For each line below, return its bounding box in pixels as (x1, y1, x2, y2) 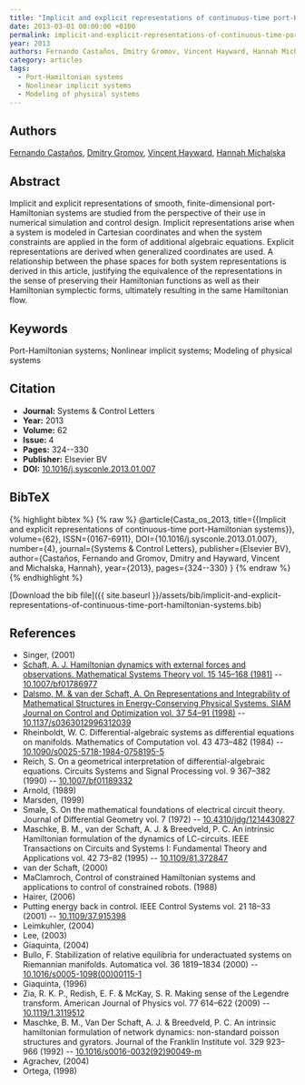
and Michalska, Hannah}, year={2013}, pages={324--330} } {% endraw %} (9, 562, 291, 573)
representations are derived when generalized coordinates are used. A (9, 247, 274, 258)
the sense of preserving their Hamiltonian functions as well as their (9, 275, 261, 287)
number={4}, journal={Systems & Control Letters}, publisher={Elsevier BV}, (9, 542, 291, 553)
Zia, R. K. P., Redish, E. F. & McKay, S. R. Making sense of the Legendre (22, 989, 290, 999)
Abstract (9, 174, 61, 189)
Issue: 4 (22, 434, 54, 445)
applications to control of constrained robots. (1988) (22, 882, 218, 893)
